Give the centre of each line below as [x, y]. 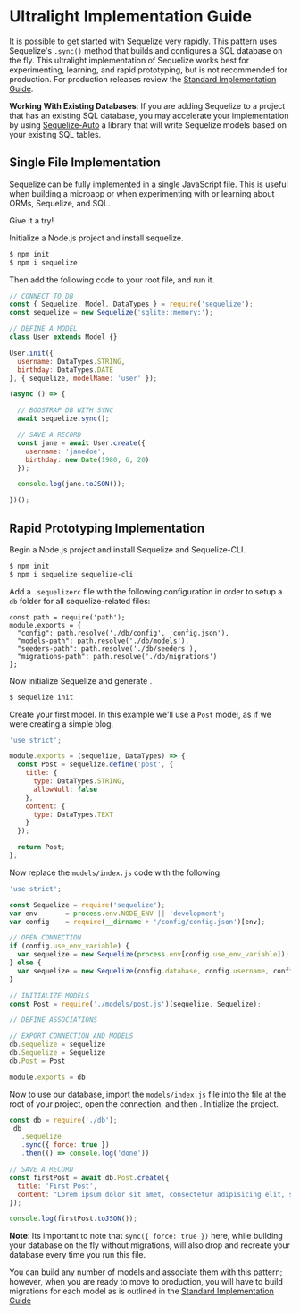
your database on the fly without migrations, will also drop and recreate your [150, 1245]
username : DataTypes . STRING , [71, 361]
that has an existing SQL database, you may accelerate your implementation [149, 115]
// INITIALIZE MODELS [50, 995]
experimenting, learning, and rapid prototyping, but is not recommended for [149, 70]
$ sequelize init [42, 697]
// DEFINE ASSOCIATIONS [54, 1020]
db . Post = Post [37, 1061]
